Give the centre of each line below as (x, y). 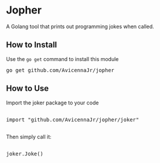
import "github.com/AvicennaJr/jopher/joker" (73, 120)
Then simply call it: (29, 137)
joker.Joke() (25, 154)
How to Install (32, 45)
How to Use (28, 89)
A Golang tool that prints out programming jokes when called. (80, 26)
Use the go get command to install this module (62, 59)
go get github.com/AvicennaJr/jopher (60, 70)
